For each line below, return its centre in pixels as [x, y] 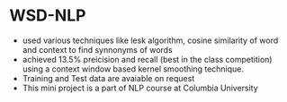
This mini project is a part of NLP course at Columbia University [140, 88]
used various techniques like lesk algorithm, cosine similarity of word [150, 40]
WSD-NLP [48, 16]
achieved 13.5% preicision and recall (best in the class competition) [147, 59]
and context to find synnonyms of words [97, 49]
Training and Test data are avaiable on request [108, 78]
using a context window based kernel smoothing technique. [133, 69]
